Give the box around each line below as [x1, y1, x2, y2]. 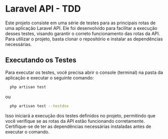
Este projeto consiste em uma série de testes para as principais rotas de [5, 20, 156, 26]
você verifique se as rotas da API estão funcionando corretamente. [5, 118, 145, 124]
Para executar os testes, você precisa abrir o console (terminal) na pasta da [5, 69, 163, 75]
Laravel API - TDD [5, 3, 81, 15]
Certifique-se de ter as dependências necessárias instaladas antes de [5, 123, 151, 129]
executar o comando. [5, 128, 50, 134]
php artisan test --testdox [10, 103, 69, 109]
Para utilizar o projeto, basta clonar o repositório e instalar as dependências [5, 36, 163, 42]
